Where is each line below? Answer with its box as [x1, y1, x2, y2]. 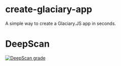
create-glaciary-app [5, 4, 93, 15]
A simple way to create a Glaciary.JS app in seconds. [5, 20, 116, 26]
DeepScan [5, 38, 50, 50]
